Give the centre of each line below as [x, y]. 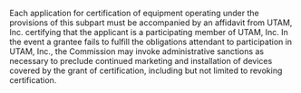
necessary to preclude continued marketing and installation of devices [141, 61]
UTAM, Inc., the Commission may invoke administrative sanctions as [137, 51]
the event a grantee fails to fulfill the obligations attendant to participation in [151, 42]
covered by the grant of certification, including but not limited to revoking [146, 70]
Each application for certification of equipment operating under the [135, 13]
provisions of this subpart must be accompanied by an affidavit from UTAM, [151, 23]
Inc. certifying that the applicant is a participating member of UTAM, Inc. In [149, 32]
